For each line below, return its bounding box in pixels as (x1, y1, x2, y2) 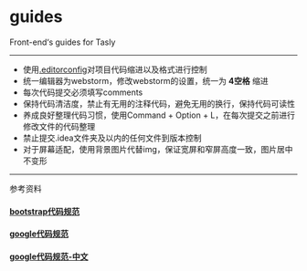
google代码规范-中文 (9, 251, 89, 262)
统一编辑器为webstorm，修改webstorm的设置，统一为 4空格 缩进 (22, 75, 269, 86)
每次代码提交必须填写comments (22, 87, 143, 98)
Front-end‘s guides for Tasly (9, 36, 116, 47)
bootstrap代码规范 (9, 205, 80, 216)
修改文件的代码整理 (22, 120, 96, 131)
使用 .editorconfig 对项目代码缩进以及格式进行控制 (22, 64, 207, 75)
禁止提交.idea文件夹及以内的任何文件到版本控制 (22, 132, 202, 143)
